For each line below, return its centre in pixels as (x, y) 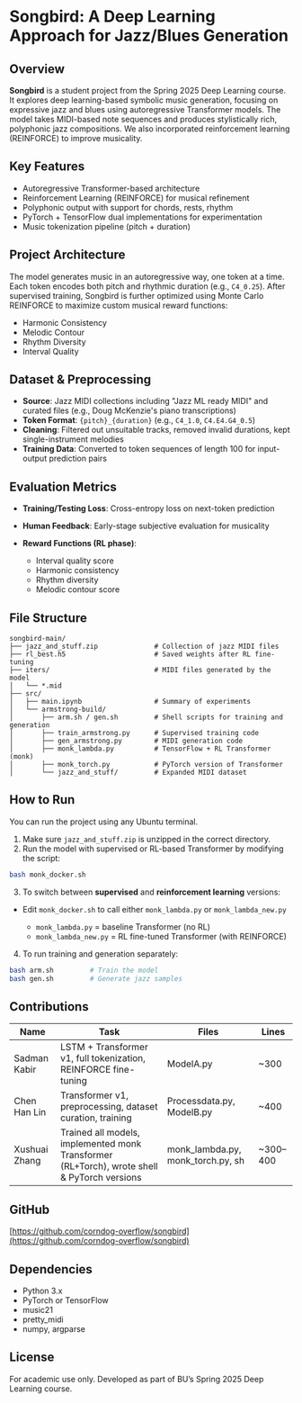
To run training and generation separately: (100, 953)
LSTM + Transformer (104, 1048)
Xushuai (31, 1149)
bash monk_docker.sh (48, 875)
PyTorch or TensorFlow (66, 1300)
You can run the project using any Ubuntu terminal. (104, 822)
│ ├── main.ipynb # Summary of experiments (130, 702)
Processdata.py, (201, 1102)
